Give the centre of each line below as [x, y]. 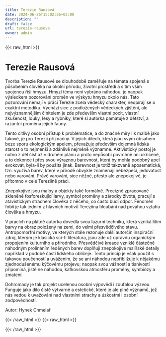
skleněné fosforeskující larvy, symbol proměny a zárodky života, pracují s [80, 196]
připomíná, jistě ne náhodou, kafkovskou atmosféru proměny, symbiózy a [80, 269]
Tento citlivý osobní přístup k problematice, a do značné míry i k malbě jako [83, 133]
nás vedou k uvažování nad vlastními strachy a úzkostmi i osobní [71, 295]
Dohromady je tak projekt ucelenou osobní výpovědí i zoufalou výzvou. [78, 284]
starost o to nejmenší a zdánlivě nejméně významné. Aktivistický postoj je [81, 149]
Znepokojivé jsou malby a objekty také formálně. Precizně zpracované [77, 191]
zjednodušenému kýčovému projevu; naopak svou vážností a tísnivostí [78, 264]
